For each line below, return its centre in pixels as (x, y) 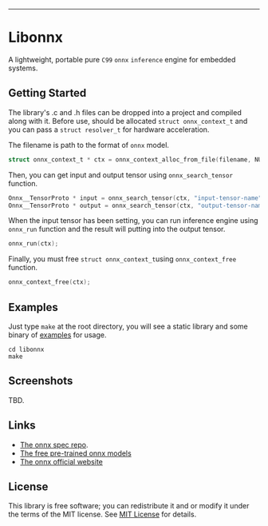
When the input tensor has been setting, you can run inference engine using (133, 221)
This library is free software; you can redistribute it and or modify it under (129, 506)
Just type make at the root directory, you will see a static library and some (128, 326)
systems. (23, 68)
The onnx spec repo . (54, 444)
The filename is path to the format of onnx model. (89, 145)
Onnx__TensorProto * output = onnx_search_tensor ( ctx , (101, 205)
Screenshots (41, 381)
